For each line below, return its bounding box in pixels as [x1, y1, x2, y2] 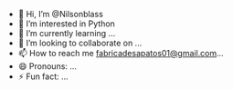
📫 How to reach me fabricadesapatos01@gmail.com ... [17, 48, 224, 58]
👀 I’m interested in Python [17, 18, 116, 29]
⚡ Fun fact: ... [17, 71, 69, 82]
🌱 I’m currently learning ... [17, 28, 116, 38]
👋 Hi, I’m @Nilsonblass [17, 9, 103, 19]
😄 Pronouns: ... [17, 61, 78, 72]
